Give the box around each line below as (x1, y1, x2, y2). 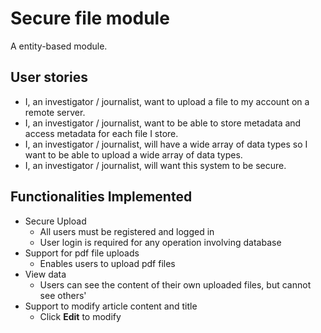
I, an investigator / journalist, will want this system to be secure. (24, 159, 287, 171)
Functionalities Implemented (10, 188, 193, 206)
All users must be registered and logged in (39, 225, 215, 237)
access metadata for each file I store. (24, 127, 179, 139)
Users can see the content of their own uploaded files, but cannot (39, 278, 312, 291)
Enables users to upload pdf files (39, 257, 176, 269)
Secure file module (10, 7, 170, 30)
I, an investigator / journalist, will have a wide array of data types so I (24, 138, 308, 150)
